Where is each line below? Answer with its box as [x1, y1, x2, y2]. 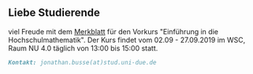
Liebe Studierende [8, 6, 101, 19]
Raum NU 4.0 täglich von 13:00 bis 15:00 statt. [8, 43, 158, 53]
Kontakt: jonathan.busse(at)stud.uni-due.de [8, 58, 157, 66]
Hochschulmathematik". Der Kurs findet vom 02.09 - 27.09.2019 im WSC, [8, 35, 246, 44]
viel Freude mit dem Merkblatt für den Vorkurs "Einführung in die [8, 26, 219, 36]
